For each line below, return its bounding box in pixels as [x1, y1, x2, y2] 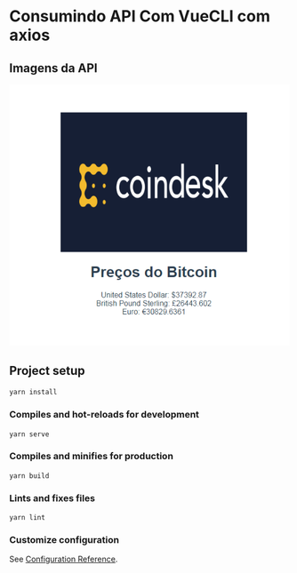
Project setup [9, 362, 86, 378]
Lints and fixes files [9, 491, 96, 504]
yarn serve [9, 429, 50, 439]
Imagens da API [9, 60, 98, 76]
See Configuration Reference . [9, 553, 118, 565]
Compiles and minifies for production [9, 450, 173, 463]
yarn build [9, 471, 50, 481]
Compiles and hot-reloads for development [9, 409, 200, 421]
